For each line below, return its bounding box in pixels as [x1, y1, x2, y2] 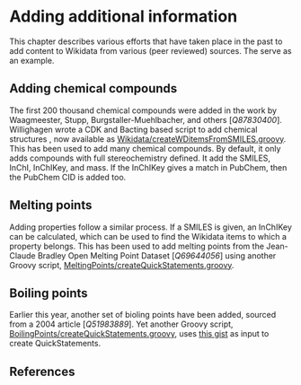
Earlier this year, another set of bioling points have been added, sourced [9, 310, 277, 320]
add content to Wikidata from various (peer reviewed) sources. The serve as [9, 45, 292, 56]
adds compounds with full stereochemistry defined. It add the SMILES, [9, 153, 271, 163]
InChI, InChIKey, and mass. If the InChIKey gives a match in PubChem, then [9, 162, 288, 172]
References [9, 363, 75, 379]
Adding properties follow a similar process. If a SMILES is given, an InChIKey [9, 222, 292, 232]
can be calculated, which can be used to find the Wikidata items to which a [9, 231, 288, 241]
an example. [9, 55, 55, 66]
